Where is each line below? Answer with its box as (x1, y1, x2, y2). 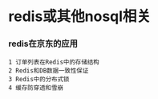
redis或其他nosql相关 (8, 7, 151, 26)
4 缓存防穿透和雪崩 (8, 84, 64, 93)
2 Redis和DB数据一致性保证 (8, 67, 89, 75)
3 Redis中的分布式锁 (8, 76, 70, 84)
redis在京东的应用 (8, 38, 79, 49)
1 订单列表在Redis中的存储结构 (8, 58, 99, 67)
